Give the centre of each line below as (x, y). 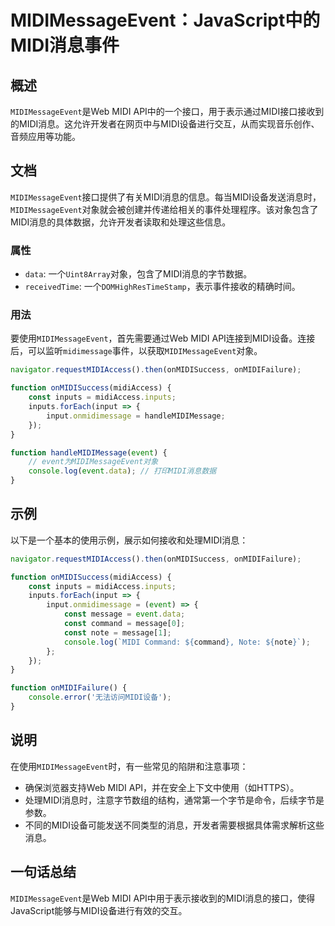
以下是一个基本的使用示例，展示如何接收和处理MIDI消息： (129, 540)
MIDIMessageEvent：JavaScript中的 (165, 20)
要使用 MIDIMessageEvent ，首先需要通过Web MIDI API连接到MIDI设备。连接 (163, 338)
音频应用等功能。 (45, 136)
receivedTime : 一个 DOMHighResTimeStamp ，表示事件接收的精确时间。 (162, 287)
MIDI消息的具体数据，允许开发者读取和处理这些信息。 (121, 222)
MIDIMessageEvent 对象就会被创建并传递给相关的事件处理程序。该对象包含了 (164, 209)
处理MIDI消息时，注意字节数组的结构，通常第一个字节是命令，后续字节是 (174, 800)
